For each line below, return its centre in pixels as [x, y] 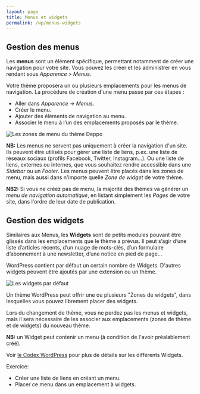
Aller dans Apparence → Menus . [54, 104]
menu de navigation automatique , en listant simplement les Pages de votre [98, 195]
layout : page [22, 12]
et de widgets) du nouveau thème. [48, 325]
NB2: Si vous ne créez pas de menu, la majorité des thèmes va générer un [97, 189]
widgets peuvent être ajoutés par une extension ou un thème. [82, 272]
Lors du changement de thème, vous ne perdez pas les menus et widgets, [97, 313]
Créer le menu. [33, 110]
